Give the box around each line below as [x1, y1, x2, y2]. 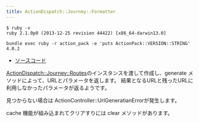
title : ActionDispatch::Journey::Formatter [6, 8, 116, 15]
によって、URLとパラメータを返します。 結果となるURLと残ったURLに [21, 76, 194, 84]
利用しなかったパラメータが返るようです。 [6, 84, 110, 91]
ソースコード [14, 57, 46, 64]
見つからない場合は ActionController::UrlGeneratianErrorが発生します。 [6, 97, 181, 104]
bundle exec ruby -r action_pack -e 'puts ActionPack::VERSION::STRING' [6, 40, 191, 46]
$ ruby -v [6, 25, 31, 31]
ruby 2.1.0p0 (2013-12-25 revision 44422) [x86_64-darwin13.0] [6, 30, 167, 36]
